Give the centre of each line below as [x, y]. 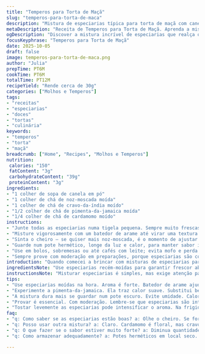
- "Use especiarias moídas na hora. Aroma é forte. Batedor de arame [97, 285]
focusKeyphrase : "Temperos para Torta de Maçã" [68, 40]
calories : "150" [30, 166]
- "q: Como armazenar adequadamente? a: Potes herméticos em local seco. [102, 336]
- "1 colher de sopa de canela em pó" [56, 194]
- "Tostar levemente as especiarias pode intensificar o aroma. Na [94, 308]
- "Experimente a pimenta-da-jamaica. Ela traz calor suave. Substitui [99, 290]
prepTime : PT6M [26, 69]
